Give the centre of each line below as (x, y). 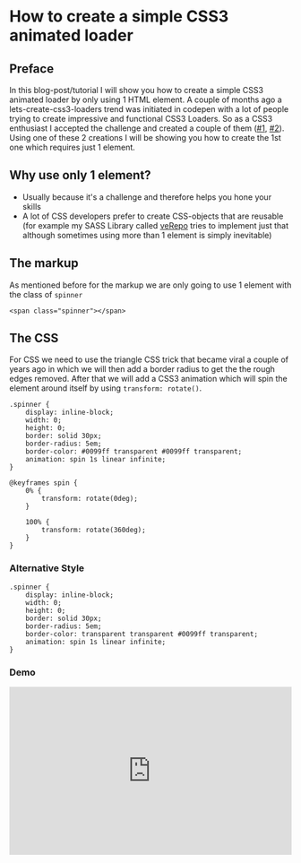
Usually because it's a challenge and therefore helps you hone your (146, 197)
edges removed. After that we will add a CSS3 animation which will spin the (149, 379)
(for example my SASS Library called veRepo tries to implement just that (155, 225)
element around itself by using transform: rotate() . (106, 388)
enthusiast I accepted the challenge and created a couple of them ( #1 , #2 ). (147, 128)
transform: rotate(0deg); (90, 499)
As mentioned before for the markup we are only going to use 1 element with (150, 285)
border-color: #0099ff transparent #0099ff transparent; (134, 452)
